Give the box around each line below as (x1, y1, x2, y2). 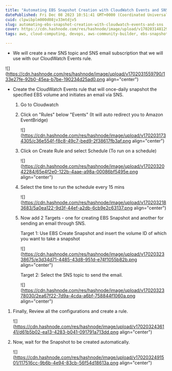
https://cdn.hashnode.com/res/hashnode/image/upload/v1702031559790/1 (7, 71, 165, 77)
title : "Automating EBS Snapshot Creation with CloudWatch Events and (5, 7, 159, 13)
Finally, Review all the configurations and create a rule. (12, 308, 128, 314)
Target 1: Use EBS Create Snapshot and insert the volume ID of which (20, 230, 167, 236)
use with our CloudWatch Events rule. (12, 55, 92, 62)
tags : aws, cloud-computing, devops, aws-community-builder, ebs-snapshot (5, 31, 168, 36)
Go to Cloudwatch (20, 102, 59, 108)
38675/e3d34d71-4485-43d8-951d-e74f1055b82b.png (20, 257, 137, 262)
